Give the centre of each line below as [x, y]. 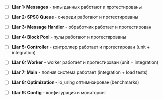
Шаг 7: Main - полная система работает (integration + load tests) [80, 72]
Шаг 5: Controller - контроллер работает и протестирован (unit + [81, 47]
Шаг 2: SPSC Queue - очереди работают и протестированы [75, 17]
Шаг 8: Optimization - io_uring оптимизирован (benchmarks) [75, 82]
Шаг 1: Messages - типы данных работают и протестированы [77, 7]
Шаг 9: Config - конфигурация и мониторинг [59, 92]
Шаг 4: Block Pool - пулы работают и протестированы [69, 37]
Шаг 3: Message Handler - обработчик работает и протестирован [81, 27]
